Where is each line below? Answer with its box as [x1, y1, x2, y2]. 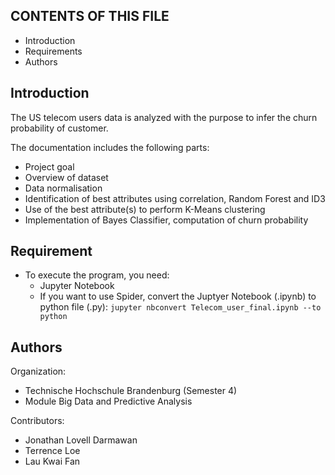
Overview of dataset [24, 171, 109, 183]
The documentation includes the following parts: [10, 141, 210, 153]
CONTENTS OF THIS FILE [10, 8, 170, 25]
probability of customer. [10, 122, 109, 134]
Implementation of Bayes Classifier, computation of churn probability [24, 214, 309, 226]
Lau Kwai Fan [24, 455, 81, 468]
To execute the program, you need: [24, 269, 170, 281]
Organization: [10, 365, 67, 378]
